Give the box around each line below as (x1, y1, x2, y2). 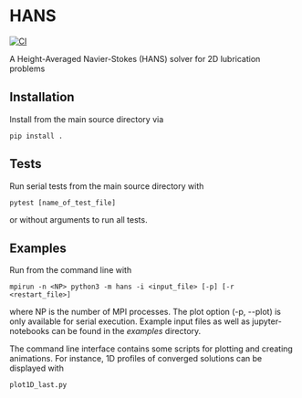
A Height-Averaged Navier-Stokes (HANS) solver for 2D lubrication (9, 53, 261, 64)
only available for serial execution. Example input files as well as (9, 316, 251, 327)
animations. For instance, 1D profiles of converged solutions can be (9, 353, 263, 364)
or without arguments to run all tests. (9, 214, 148, 225)
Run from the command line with (9, 265, 132, 276)
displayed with (9, 362, 64, 374)
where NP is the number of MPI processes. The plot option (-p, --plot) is (9, 307, 281, 318)
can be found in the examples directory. (51, 326, 202, 337)
